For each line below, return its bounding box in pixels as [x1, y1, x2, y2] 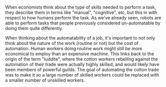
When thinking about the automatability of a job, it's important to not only [5, 35, 156, 41]
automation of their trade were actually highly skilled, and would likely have [5, 62, 160, 67]
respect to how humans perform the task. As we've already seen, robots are [5, 15, 162, 20]
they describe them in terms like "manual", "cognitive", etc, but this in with [5, 9, 158, 15]
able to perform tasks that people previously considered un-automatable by [5, 20, 161, 26]
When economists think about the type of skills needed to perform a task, [5, 4, 156, 10]
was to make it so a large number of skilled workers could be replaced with [5, 72, 160, 78]
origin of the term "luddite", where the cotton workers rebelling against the [5, 56, 158, 62]
